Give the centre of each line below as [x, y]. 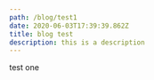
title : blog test [41, 34]
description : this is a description [77, 42]
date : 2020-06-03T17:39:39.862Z [69, 26]
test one [24, 68]
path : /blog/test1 [43, 17]
